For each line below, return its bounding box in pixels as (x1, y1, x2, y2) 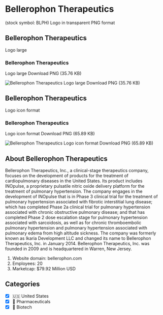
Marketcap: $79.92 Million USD (12, 265, 76, 271)
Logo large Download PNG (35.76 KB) (5, 70, 82, 77)
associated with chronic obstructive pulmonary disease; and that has (5, 209, 145, 215)
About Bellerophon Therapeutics (5, 154, 108, 163)
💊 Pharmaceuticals (12, 298, 51, 304)
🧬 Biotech (12, 304, 32, 310)
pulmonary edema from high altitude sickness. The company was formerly (5, 230, 157, 236)
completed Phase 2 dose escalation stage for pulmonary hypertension (5, 214, 148, 220)
